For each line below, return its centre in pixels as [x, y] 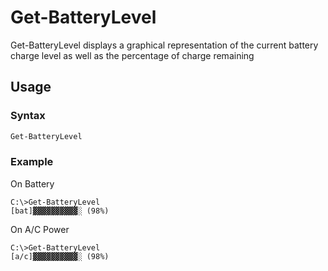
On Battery [32, 183]
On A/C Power [40, 229]
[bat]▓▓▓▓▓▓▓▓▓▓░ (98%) [60, 211]
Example [32, 162]
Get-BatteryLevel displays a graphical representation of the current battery [164, 45]
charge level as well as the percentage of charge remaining [132, 55]
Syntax [28, 116]
